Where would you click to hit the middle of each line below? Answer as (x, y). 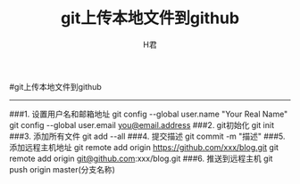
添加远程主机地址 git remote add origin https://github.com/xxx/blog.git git (144, 147)
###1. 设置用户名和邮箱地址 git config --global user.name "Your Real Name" (149, 114)
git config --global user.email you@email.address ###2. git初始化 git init (142, 124)
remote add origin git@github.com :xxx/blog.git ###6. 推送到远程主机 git (141, 158)
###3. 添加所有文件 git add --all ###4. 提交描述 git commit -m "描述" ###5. (147, 136)
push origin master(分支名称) (62, 169)
